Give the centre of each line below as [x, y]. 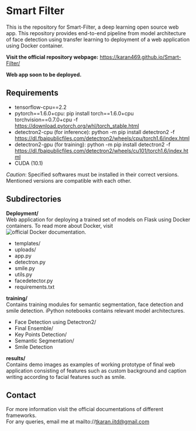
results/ [16, 358]
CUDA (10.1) [29, 163]
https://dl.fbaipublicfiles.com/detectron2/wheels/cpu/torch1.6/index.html [102, 138]
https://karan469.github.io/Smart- [140, 57]
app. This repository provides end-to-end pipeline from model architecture [96, 33]
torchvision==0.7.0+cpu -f [46, 119]
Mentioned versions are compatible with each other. [69, 180]
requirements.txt [35, 287]
